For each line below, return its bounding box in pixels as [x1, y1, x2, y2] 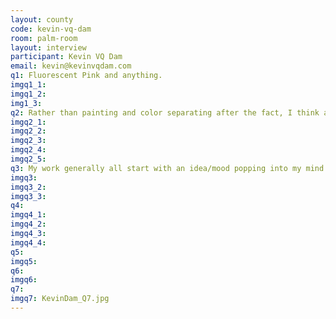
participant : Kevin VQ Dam [10, 52, 123, 62]
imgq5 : [10, 256, 38, 266]
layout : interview [10, 42, 87, 53]
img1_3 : [10, 98, 43, 108]
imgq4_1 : [10, 210, 47, 220]
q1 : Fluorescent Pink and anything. [10, 71, 163, 81]
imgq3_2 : [10, 182, 47, 192]
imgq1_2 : [10, 89, 47, 99]
